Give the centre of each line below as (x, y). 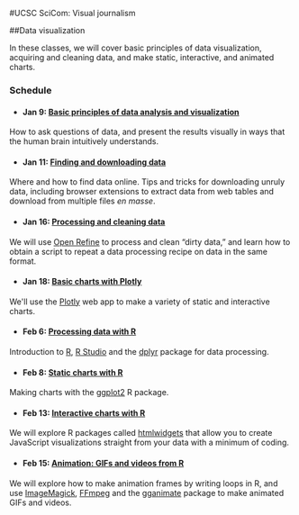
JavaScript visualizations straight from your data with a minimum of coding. (149, 443)
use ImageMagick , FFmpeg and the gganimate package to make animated (147, 492)
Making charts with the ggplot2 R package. (89, 393)
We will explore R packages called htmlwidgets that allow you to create (141, 433)
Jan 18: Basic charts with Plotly (82, 282)
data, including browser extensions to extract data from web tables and (142, 192)
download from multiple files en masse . (82, 201)
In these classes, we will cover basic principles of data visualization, (136, 48)
